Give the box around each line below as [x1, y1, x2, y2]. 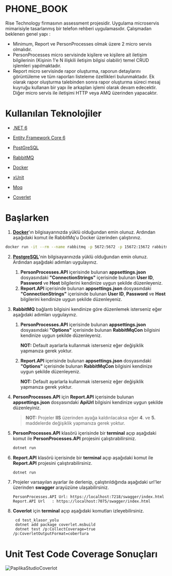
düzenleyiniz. [12, 404, 41, 411]
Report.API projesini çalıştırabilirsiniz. [12, 460, 93, 466]
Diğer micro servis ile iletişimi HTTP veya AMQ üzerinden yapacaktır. [12, 90, 158, 96]
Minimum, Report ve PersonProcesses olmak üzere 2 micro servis [12, 40, 152, 47]
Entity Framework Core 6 [12, 134, 66, 141]
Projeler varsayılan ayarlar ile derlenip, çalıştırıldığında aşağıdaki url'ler [12, 479, 161, 485]
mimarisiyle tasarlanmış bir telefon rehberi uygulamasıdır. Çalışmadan [5, 25, 152, 31]
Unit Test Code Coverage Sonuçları [5, 548, 158, 560]
